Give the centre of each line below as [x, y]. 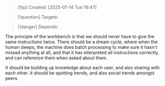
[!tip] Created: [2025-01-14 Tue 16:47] [57, 7]
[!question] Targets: [38, 17]
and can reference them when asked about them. [57, 58]
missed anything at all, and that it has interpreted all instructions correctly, [82, 53]
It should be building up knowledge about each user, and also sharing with [82, 68]
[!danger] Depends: [38, 27]
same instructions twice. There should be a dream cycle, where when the [81, 42]
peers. [12, 78]
